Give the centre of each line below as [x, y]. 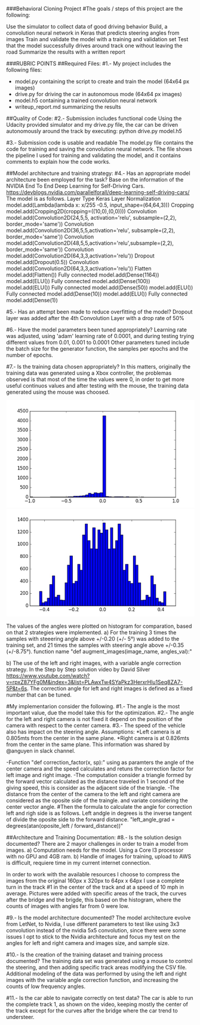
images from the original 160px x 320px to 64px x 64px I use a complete [95, 881]
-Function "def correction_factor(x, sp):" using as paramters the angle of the [100, 762]
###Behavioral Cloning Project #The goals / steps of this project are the [95, 9]
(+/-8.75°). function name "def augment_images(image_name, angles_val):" [99, 651]
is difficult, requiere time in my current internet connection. [79, 863]
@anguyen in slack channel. [41, 751]
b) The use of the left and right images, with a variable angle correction [94, 663]
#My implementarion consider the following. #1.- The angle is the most [93, 706]
